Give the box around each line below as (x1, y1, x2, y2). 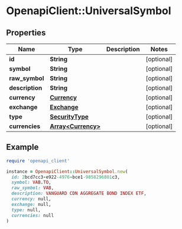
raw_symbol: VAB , (11, 185, 54, 191)
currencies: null (11, 212, 54, 218)
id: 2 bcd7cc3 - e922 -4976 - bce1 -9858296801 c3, (11, 174, 120, 180)
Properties (6, 28, 46, 38)
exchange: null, (11, 201, 51, 207)
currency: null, (11, 196, 51, 202)
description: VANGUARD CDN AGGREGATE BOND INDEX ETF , (11, 191, 147, 197)
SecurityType (50, 113, 89, 120)
